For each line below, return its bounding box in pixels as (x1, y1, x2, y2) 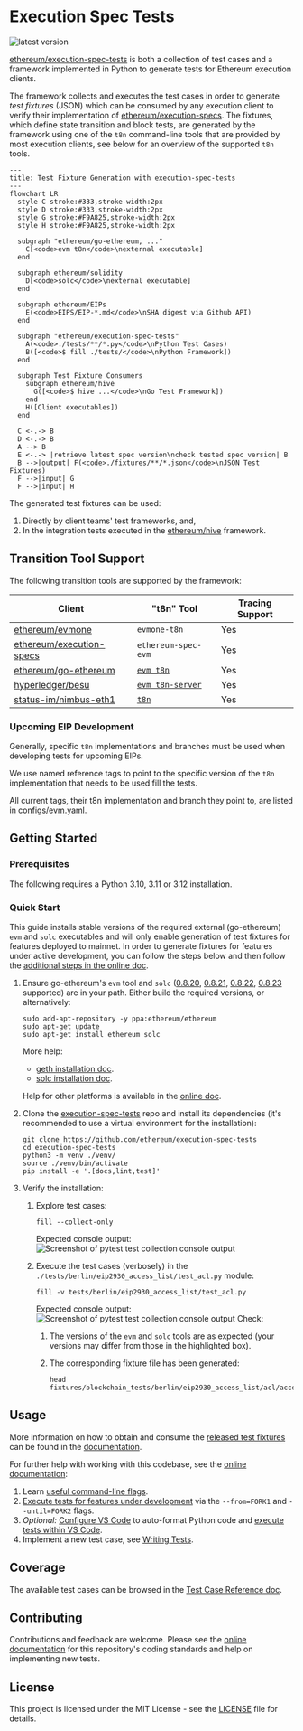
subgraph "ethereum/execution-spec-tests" (17, 332, 179, 341)
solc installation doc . (35, 1073, 113, 1084)
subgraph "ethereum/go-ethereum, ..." (17, 237, 164, 246)
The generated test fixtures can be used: (9, 497, 161, 508)
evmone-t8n (136, 624, 184, 635)
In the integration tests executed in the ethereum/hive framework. (22, 524, 266, 535)
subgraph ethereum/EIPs (17, 300, 106, 309)
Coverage (9, 1560, 66, 1576)
